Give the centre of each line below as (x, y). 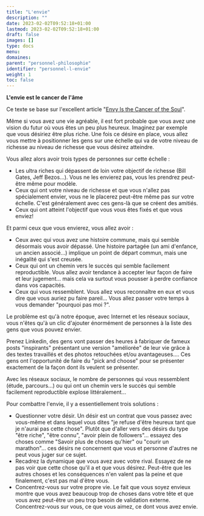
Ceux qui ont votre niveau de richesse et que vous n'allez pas (93, 191)
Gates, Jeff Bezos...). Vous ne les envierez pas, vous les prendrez (97, 177)
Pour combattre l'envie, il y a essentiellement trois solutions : (83, 404)
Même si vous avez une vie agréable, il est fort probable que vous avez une (101, 121)
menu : (13, 52)
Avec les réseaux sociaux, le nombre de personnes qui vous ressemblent (98, 379)
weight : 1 (19, 74)
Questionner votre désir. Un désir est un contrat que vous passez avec (104, 416)
